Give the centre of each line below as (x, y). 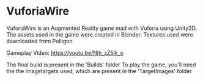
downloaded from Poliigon (39, 41)
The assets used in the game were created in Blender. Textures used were (100, 34)
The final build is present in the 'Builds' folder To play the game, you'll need (101, 65)
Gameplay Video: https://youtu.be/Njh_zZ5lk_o (65, 52)
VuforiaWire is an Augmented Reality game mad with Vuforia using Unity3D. (102, 28)
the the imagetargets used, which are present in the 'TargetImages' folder (99, 71)
